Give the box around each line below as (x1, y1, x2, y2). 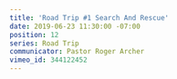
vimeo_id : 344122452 (9, 55, 88, 64)
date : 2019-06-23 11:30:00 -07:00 (9, 22, 141, 31)
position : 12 (9, 30, 59, 39)
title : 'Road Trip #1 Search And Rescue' (9, 13, 170, 23)
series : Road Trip (9, 38, 79, 48)
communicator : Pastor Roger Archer (9, 47, 145, 56)
